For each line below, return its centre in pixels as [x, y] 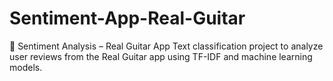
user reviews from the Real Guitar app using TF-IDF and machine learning [161, 56]
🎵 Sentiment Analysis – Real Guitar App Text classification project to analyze [166, 46]
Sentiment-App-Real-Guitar [127, 18]
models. [26, 67]
